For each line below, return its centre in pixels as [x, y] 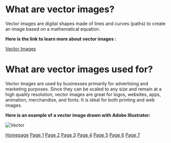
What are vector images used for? [79, 69]
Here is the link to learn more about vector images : [61, 39]
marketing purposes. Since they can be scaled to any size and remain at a [83, 89]
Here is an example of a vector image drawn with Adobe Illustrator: [78, 115]
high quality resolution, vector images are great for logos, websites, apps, [83, 94]
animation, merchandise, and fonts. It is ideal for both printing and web [80, 100]
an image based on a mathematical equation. [53, 29]
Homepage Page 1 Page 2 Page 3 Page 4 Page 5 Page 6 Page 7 [73, 135]
